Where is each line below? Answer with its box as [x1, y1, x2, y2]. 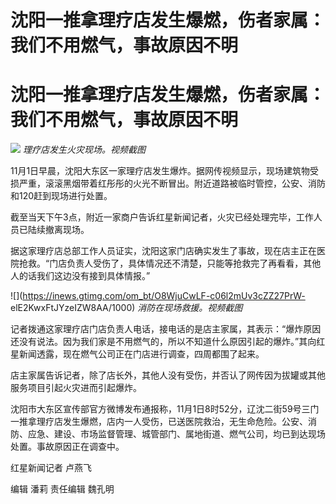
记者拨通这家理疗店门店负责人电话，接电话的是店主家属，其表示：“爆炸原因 [10, 323, 322, 335]
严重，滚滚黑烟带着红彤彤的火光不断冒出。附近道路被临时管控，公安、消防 [18, 177, 326, 190]
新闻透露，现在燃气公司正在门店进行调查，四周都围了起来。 [18, 348, 265, 360]
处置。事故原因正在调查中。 [10, 441, 125, 453]
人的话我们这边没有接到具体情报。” [10, 270, 151, 282]
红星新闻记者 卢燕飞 [10, 462, 92, 474]
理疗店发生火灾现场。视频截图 [22, 144, 146, 156]
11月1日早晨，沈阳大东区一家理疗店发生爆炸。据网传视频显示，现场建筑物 [10, 165, 311, 177]
